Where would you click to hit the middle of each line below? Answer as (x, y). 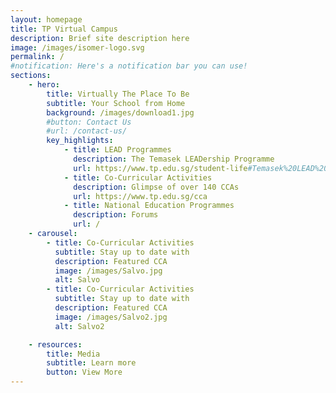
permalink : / (37, 57)
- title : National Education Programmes (149, 206)
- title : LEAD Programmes (117, 150)
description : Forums (116, 215)
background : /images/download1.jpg (120, 112)
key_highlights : (80, 141)
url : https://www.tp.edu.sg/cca (140, 196)
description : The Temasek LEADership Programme (174, 159)
